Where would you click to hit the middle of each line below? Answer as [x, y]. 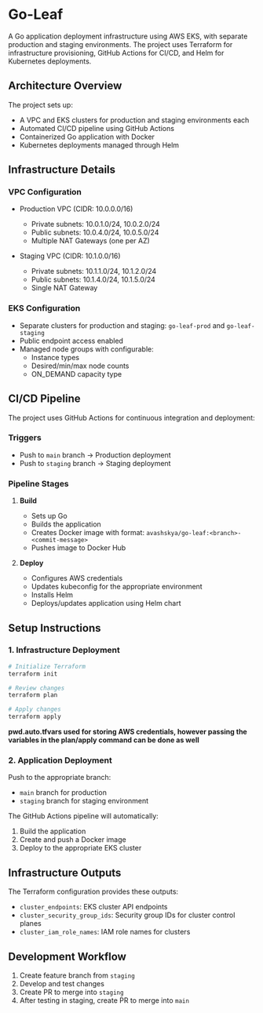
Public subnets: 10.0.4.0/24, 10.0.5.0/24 [95, 232]
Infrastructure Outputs [65, 873]
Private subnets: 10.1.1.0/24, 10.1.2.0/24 [94, 271]
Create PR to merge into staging [71, 992]
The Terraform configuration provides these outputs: [93, 891]
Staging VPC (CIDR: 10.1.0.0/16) [70, 256]
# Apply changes [35, 709]
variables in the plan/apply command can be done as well [104, 740]
